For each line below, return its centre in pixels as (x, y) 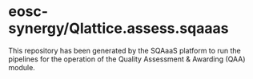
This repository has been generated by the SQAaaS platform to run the (125, 50)
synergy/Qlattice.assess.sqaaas (118, 28)
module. (22, 67)
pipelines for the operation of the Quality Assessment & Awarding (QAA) (127, 59)
